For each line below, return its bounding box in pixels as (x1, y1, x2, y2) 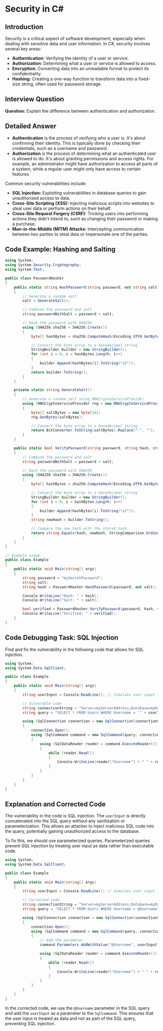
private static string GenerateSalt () (14, 387, 92, 393)
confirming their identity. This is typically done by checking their (12, 140, 141, 146)
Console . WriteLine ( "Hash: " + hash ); (22, 593, 98, 598)
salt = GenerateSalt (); (22, 299, 70, 303)
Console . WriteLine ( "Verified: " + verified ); (22, 611, 116, 616)
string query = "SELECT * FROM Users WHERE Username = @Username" (22, 907, 160, 912)
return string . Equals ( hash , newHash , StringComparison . (31, 531, 147, 536)
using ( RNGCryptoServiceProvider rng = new (22, 401, 112, 406)
